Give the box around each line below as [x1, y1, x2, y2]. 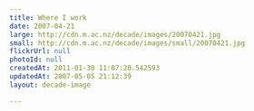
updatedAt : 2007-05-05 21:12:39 [9, 72, 132, 81]
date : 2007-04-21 [9, 22, 75, 31]
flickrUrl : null [9, 47, 71, 56]
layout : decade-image [9, 80, 92, 89]
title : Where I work [9, 13, 88, 23]
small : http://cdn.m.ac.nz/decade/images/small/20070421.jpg [9, 38, 246, 48]
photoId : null [9, 55, 63, 64]
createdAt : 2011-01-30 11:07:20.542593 [9, 64, 161, 73]
